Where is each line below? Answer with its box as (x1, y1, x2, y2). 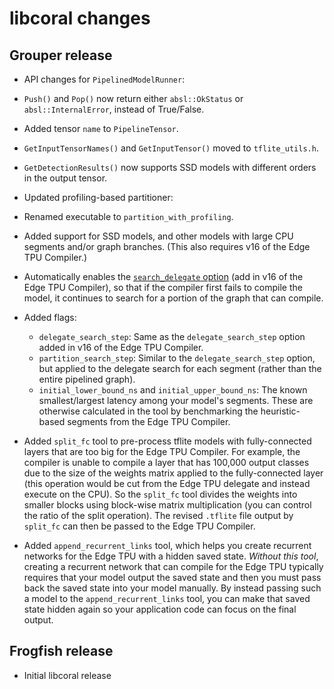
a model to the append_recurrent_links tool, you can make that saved (23, 593, 311, 604)
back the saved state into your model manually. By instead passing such (23, 582, 322, 594)
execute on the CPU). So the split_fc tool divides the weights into (23, 488, 298, 500)
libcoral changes (9, 7, 151, 30)
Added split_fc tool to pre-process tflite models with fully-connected (23, 435, 312, 447)
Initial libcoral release (23, 669, 112, 681)
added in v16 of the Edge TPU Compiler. (38, 342, 204, 353)
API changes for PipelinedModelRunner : (23, 73, 186, 85)
